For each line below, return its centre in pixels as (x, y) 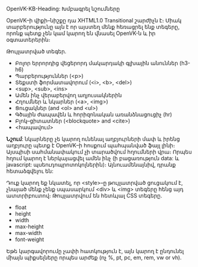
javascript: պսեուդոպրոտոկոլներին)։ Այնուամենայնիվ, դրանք (91, 165)
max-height (29, 227)
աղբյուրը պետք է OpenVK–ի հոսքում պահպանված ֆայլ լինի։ (91, 145)
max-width (28, 233)
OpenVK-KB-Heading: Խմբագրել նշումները (63, 9)
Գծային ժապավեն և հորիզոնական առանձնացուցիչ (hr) (94, 114)
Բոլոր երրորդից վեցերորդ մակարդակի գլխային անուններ (97, 63)
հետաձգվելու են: (30, 171)
